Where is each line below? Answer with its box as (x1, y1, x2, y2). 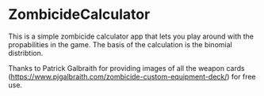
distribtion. (8, 48, 44, 57)
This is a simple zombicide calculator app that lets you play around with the (8, 31, 254, 41)
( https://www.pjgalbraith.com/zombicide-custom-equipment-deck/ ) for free (8, 72, 256, 81)
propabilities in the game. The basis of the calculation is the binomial (8, 39, 232, 49)
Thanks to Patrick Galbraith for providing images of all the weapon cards (8, 63, 245, 72)
